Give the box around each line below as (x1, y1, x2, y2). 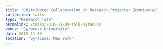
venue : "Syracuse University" (5, 27, 70, 32)
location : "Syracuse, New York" (5, 36, 74, 41)
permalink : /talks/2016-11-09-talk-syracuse (5, 21, 101, 27)
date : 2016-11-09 (5, 31, 42, 36)
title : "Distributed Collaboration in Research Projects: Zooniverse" (5, 7, 158, 13)
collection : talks (5, 12, 44, 17)
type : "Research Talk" (5, 17, 53, 22)
